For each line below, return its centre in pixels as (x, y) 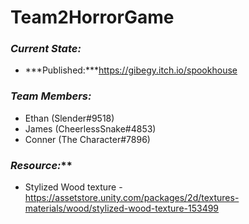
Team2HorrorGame (92, 17)
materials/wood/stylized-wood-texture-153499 (122, 208)
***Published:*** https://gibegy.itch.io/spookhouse (131, 70)
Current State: (46, 49)
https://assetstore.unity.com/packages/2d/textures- (132, 198)
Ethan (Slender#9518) (69, 118)
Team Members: (51, 96)
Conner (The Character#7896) (87, 139)
